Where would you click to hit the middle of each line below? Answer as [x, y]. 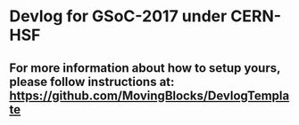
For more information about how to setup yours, [145, 68]
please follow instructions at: [92, 82]
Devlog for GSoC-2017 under [118, 16]
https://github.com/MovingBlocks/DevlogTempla [149, 95]
